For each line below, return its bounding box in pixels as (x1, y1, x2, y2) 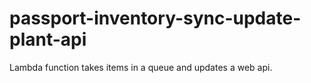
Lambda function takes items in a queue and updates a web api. (9, 61, 273, 73)
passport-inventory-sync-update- (9, 7, 302, 30)
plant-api (9, 28, 87, 51)
